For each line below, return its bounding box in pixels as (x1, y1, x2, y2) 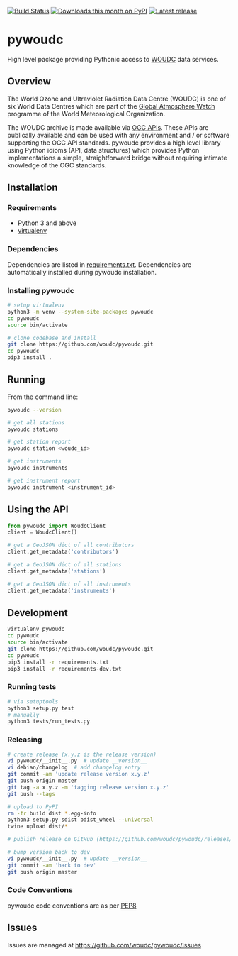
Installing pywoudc (7, 285, 74, 295)
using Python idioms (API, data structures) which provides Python (7, 145, 200, 154)
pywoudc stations (7, 426, 59, 433)
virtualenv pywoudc (7, 625, 65, 633)
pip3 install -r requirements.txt (7, 659, 110, 666)
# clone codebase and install (7, 334, 97, 341)
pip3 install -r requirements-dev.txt (7, 665, 122, 672)
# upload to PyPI (7, 803, 59, 811)
